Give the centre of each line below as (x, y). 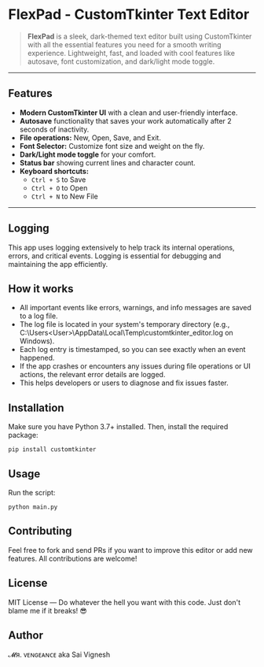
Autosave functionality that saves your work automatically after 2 (125, 120)
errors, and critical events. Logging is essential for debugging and (115, 256)
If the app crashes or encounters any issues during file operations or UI (135, 366)
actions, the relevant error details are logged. (92, 375)
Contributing (40, 531)
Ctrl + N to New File (64, 196)
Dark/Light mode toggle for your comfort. (88, 154)
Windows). (37, 341)
